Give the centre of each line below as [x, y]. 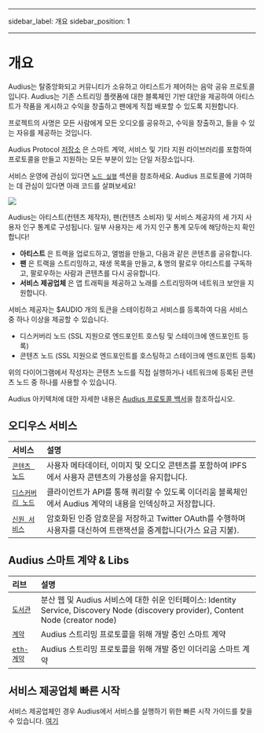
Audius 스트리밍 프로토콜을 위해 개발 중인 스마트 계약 [133, 634]
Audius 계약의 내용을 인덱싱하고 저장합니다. [139, 504]
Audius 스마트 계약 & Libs [69, 561]
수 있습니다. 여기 [33, 721]
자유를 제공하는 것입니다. [54, 132]
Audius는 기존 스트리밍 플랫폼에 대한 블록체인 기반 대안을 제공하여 [132, 96]
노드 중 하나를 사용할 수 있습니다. [66, 382]
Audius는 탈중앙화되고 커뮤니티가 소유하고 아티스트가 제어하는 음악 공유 [118, 86]
